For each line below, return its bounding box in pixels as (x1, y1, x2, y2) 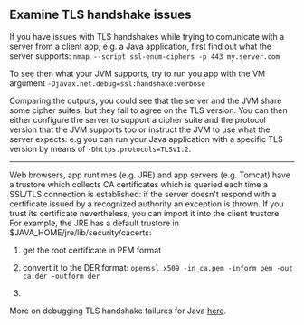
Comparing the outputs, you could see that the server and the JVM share (9, 95, 282, 106)
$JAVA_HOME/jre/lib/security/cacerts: (9, 226, 152, 238)
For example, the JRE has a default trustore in (9, 217, 179, 228)
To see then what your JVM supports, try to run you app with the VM (9, 68, 265, 79)
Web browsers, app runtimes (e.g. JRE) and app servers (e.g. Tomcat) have (9, 169, 291, 180)
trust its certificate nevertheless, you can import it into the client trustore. (9, 207, 282, 218)
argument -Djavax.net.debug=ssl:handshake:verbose (9, 77, 206, 89)
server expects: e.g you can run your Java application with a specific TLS (9, 133, 283, 144)
